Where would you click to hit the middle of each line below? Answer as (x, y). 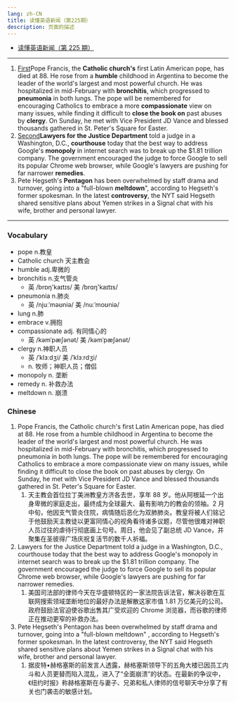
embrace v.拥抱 (40, 322)
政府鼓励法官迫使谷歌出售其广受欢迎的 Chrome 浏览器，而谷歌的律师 (127, 610)
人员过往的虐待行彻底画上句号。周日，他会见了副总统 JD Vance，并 (126, 529)
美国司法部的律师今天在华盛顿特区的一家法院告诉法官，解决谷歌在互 (126, 592)
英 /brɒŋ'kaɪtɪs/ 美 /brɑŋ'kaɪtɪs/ (73, 287)
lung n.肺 (31, 313)
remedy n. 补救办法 (45, 384)
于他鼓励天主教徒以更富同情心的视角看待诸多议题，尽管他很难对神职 (126, 521)
